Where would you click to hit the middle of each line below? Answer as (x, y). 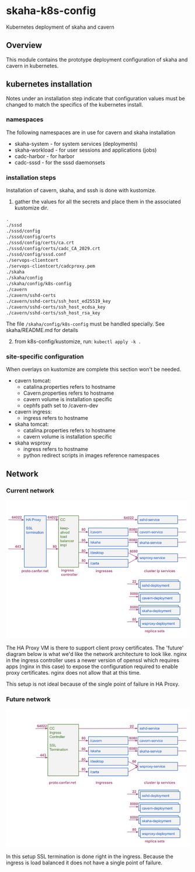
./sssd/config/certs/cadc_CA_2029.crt (53, 249)
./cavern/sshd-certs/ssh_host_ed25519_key (58, 302)
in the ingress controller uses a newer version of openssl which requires (93, 661)
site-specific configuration (45, 357)
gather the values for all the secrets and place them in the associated (97, 202)
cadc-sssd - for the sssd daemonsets (60, 162)
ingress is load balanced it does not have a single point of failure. (84, 863)
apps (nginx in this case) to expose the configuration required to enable (92, 666)
